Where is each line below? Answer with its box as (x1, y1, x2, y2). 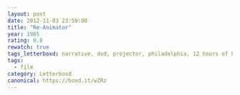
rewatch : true (7, 44, 50, 51)
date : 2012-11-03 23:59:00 (7, 17, 88, 24)
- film (14, 64, 34, 71)
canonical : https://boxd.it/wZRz (7, 76, 107, 84)
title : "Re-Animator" (7, 24, 72, 31)
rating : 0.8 (7, 37, 43, 44)
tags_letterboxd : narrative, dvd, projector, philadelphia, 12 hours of (7, 51, 229, 58)
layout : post (7, 10, 46, 18)
